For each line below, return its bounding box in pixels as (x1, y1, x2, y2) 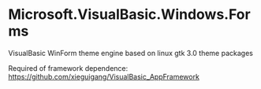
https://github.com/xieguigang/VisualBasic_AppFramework (8, 72, 199, 81)
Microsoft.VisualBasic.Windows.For (8, 6, 251, 24)
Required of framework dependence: (8, 63, 129, 72)
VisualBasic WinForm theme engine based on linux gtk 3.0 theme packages (8, 48, 254, 57)
